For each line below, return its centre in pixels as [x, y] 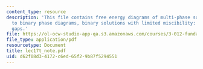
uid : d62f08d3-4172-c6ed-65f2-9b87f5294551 [62, 56]
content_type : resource [36, 12]
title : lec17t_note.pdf [36, 51]
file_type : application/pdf [42, 40]
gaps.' [20, 28]
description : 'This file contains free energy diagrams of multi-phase [98, 17]
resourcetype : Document [36, 46]
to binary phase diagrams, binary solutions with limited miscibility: [104, 23]
